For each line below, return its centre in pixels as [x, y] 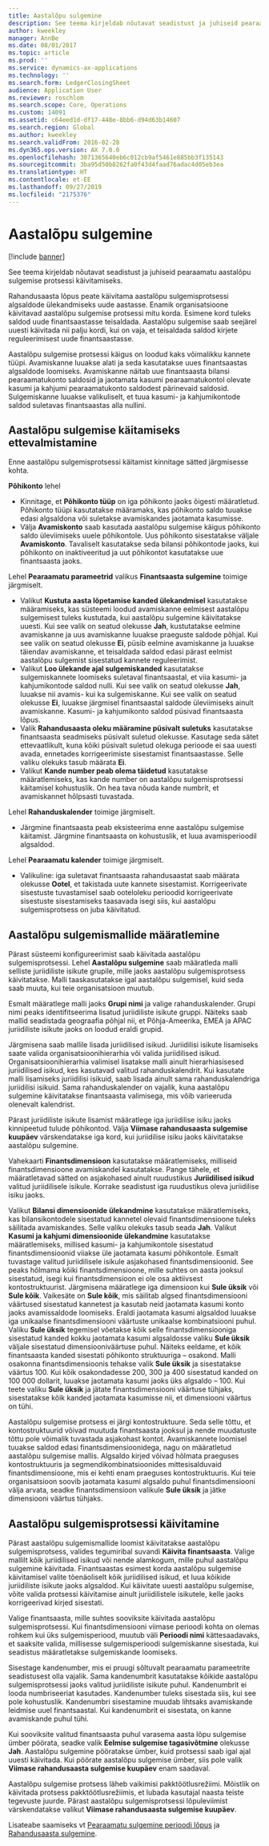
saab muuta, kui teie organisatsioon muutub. [81, 988]
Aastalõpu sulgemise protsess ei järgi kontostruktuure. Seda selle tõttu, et [130, 1422]
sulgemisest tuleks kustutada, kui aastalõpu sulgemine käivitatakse [130, 618]
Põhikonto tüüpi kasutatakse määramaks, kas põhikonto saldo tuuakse [136, 510]
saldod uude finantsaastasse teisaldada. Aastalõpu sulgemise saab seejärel [133, 321]
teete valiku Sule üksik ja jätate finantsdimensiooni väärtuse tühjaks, [121, 1389]
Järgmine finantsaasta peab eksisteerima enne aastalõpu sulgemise [132, 828]
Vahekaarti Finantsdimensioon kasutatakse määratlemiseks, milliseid [123, 1161]
